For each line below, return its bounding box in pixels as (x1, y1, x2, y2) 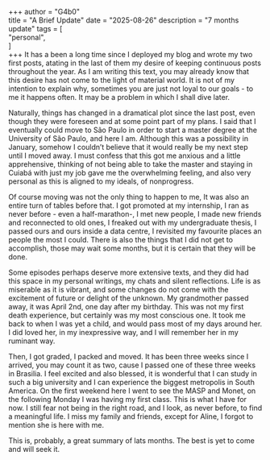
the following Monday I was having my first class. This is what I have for (8, 395, 247, 404)
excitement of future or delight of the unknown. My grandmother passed (8, 293, 249, 303)
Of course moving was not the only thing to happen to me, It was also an (8, 193, 250, 201)
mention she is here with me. (8, 421, 105, 429)
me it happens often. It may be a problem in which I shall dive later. (8, 93, 231, 102)
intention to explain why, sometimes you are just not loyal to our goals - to (8, 84, 254, 93)
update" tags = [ (8, 24, 63, 33)
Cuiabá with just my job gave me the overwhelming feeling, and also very (8, 168, 251, 177)
